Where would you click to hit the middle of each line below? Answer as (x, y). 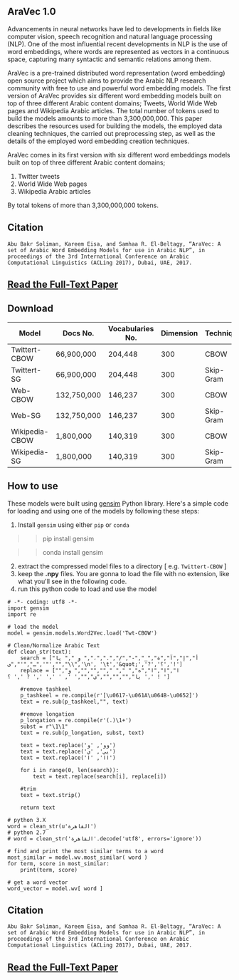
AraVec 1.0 (32, 12)
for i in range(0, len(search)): (70, 770)
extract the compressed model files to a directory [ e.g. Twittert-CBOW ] (122, 566)
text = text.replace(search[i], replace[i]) (100, 776)
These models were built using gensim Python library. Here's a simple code (118, 503)
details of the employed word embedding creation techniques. (99, 141)
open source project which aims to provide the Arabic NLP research (107, 80)
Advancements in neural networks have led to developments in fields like (115, 28)
